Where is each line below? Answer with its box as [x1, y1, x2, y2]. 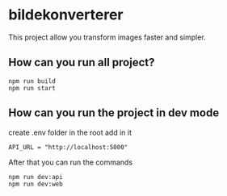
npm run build [8, 77, 57, 85]
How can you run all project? [8, 56, 155, 69]
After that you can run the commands [8, 157, 133, 167]
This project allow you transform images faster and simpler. [8, 32, 206, 42]
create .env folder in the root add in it [8, 127, 132, 137]
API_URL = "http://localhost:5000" [8, 143, 128, 151]
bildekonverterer [8, 6, 124, 24]
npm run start [8, 84, 57, 92]
